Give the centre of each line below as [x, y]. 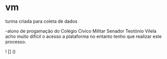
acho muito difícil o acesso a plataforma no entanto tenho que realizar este [83, 36]
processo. [16, 41]
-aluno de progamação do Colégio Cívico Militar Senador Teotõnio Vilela [81, 31]
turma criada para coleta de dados [41, 21]
